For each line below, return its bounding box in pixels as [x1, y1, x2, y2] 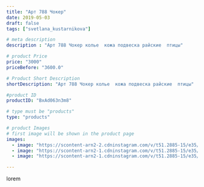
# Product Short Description [6, 75, 80, 82]
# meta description [6, 37, 56, 43]
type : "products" [6, 114, 50, 120]
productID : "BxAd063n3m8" [6, 97, 72, 103]
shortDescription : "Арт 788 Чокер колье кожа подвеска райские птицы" [6, 81, 194, 87]
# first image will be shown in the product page [6, 131, 135, 137]
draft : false [6, 20, 39, 26]
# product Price [6, 53, 47, 59]
